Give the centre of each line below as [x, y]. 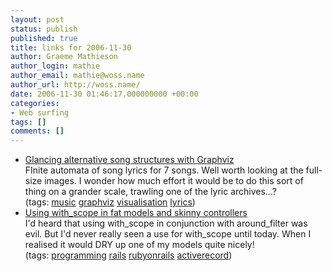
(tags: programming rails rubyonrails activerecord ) [128, 255]
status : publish [44, 29]
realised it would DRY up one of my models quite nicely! [139, 245]
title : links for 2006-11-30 [71, 47]
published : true [44, 38]
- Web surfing [40, 112]
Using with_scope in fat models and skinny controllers [136, 213]
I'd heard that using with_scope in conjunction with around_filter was [166, 223]
